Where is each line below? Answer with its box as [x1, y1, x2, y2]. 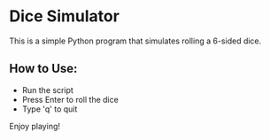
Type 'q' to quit [21, 104, 78, 114]
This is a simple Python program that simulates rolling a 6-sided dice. [9, 35, 262, 46]
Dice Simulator [9, 6, 120, 27]
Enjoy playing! [9, 121, 60, 131]
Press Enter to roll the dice [21, 94, 120, 105]
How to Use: [9, 61, 78, 76]
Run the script [21, 84, 73, 95]
